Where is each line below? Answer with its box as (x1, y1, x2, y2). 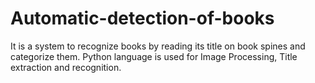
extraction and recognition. (10, 61, 122, 73)
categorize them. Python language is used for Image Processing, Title (10, 50, 298, 62)
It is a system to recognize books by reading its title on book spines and (10, 40, 306, 52)
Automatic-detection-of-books (10, 7, 275, 30)
